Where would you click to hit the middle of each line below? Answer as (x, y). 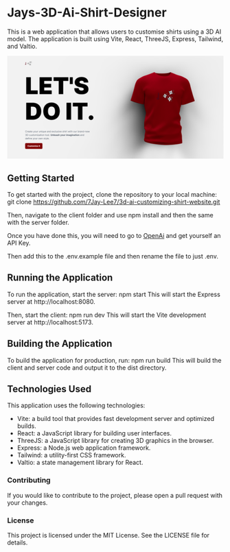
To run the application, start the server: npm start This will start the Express (114, 294)
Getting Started (41, 178)
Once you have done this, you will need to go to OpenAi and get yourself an (114, 235)
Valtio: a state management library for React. (80, 463)
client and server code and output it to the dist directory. (87, 368)
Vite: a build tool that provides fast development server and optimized (116, 419)
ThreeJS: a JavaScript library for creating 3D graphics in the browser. (115, 441)
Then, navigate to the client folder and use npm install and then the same (111, 215)
